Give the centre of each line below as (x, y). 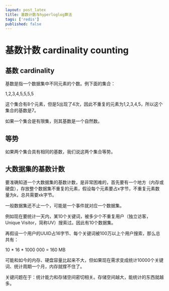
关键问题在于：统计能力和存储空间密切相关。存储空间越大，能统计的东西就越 (84, 277)
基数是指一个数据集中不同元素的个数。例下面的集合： (60, 84)
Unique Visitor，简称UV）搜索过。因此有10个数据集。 (61, 222)
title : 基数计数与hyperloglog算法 (39, 15)
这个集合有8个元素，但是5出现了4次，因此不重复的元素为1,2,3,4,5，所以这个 (84, 104)
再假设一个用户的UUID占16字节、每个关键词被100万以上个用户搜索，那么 (80, 233)
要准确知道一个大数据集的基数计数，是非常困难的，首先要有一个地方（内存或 (84, 182)
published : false (23, 24)
